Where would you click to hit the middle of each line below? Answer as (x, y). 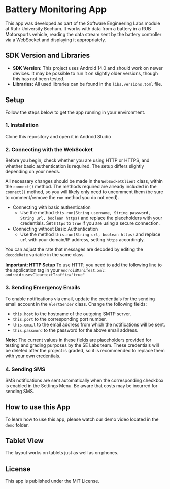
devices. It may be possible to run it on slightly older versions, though (85, 73)
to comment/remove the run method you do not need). (62, 198)
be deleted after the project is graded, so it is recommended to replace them (85, 351)
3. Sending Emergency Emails (43, 288)
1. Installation (22, 125)
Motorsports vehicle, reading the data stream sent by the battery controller (83, 34)
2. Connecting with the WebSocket (49, 149)
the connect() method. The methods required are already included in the (81, 187)
